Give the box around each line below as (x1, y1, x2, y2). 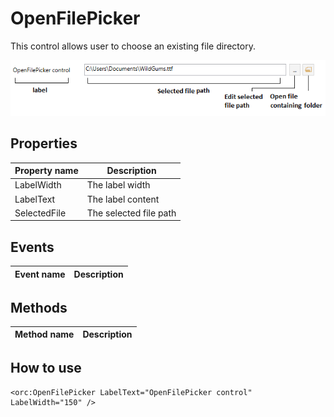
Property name (14, 165, 79, 177)
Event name (14, 268, 66, 280)
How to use (10, 360, 82, 377)
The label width (86, 179, 151, 191)
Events (10, 238, 55, 256)
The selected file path (86, 207, 177, 219)
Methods (10, 299, 68, 316)
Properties (10, 135, 78, 152)
